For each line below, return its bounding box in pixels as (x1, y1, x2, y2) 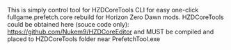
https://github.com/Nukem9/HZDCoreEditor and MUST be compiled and (7, 27, 214, 36)
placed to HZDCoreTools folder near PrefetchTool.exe (7, 35, 161, 43)
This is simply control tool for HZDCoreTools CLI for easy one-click (7, 6, 199, 14)
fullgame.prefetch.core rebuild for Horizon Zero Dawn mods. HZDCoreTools (7, 13, 224, 21)
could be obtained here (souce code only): (7, 21, 130, 28)
